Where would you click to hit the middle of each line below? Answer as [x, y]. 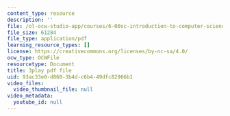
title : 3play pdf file [39, 70]
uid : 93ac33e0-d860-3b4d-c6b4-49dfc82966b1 [70, 77]
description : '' [30, 20]
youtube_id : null [38, 102]
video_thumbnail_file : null [53, 89]
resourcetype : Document [41, 64]
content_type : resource [41, 13]
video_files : [26, 83]
